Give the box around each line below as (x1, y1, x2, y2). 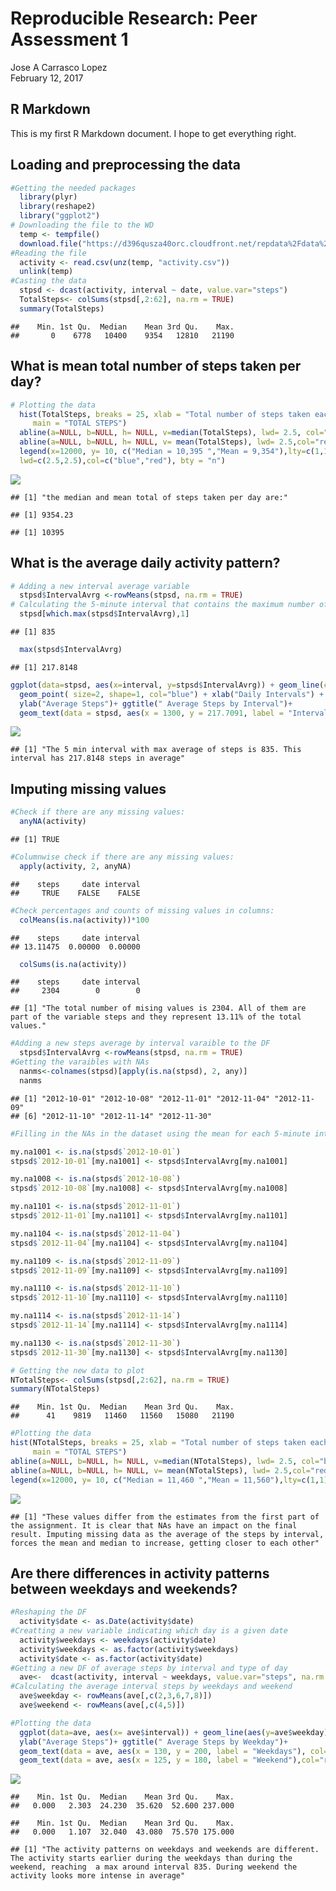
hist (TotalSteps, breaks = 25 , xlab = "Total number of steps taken (19, 409, 311, 419)
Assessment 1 (10, 28, 129, 51)
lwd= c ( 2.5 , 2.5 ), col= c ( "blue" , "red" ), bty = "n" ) (19, 455, 226, 466)
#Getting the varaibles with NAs (10, 1057, 150, 1067)
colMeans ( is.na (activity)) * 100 (19, 915, 150, 925)
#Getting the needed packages (10, 183, 137, 193)
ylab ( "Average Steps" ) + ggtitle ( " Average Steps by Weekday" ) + (19, 1737, 288, 1747)
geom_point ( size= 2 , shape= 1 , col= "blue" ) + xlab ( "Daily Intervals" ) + (19, 689, 325, 699)
